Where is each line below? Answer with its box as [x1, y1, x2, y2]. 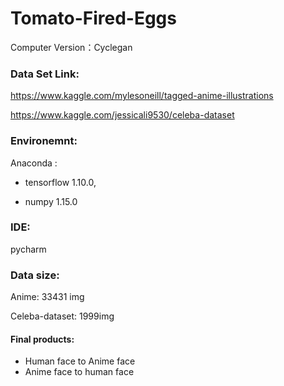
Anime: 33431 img [10, 291, 85, 303]
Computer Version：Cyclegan [10, 41, 133, 53]
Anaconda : [10, 157, 58, 169]
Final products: [10, 333, 75, 345]
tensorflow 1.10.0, [24, 176, 97, 188]
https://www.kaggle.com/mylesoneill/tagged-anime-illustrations [10, 90, 274, 102]
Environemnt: [10, 134, 78, 148]
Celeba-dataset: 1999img [10, 310, 115, 322]
